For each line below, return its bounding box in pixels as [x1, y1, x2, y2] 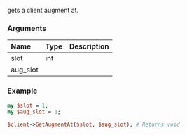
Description [69, 41, 110, 51]
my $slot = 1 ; [7, 102, 49, 109]
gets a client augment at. [7, 6, 79, 14]
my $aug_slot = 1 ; [7, 108, 61, 115]
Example [7, 86, 38, 96]
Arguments [7, 23, 47, 33]
